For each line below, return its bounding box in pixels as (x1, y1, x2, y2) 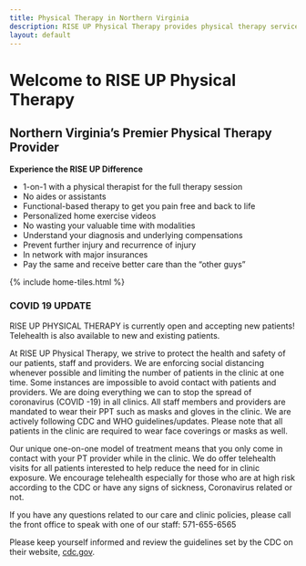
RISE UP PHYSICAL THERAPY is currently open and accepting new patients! (9, 320, 295, 331)
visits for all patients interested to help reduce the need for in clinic (9, 462, 260, 473)
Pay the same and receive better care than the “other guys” (22, 259, 246, 270)
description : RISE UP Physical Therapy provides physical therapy (9, 22, 267, 31)
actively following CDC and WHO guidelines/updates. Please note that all (9, 415, 283, 426)
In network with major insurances (22, 249, 148, 260)
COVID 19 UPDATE (9, 299, 92, 312)
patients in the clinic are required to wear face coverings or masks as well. (9, 425, 289, 436)
